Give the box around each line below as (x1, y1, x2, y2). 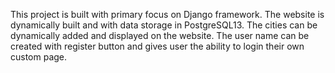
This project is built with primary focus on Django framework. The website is (10, 9, 325, 20)
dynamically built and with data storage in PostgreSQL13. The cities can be (10, 19, 318, 31)
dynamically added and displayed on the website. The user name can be (10, 30, 310, 41)
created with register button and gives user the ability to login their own (10, 40, 305, 52)
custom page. (10, 51, 68, 63)
